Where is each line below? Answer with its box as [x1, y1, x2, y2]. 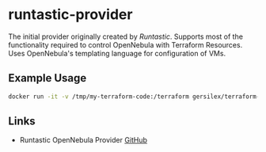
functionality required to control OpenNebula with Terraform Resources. [8, 40, 243, 49]
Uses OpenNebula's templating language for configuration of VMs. [8, 48, 226, 58]
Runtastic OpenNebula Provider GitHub [19, 135, 148, 145]
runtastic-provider [8, 6, 133, 24]
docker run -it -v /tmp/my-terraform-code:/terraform [8, 93, 190, 101]
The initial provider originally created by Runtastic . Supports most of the [8, 32, 244, 41]
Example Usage [8, 71, 87, 85]
